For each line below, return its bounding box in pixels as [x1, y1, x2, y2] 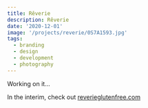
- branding [13, 42, 45, 49]
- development [13, 55, 54, 62]
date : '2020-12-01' [7, 23, 63, 29]
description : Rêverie [7, 16, 70, 23]
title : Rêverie [7, 10, 51, 17]
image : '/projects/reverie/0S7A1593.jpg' [7, 29, 128, 36]
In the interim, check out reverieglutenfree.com [7, 93, 141, 101]
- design [13, 49, 39, 55]
